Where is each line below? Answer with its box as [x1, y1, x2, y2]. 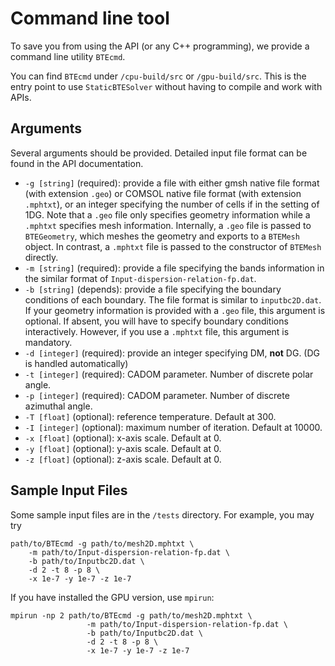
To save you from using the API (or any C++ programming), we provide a [10, 40, 310, 52]
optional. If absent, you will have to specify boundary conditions [24, 315, 289, 327]
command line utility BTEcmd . [10, 50, 126, 62]
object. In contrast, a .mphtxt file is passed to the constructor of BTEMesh [24, 240, 322, 252]
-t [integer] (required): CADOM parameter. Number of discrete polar [24, 368, 314, 380]
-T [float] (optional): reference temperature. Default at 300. [24, 410, 277, 422]
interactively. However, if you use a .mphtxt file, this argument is [24, 325, 290, 337]
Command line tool [10, 7, 170, 30]
